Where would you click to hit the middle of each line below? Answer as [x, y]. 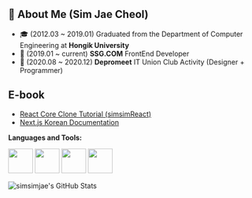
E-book [26, 95]
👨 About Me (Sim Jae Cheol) [78, 15]
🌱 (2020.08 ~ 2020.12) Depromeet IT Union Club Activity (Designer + [132, 62]
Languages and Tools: [45, 137]
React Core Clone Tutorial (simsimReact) [85, 114]
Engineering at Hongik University [74, 45]
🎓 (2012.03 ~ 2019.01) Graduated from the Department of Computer [131, 34]
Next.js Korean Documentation [69, 122]
